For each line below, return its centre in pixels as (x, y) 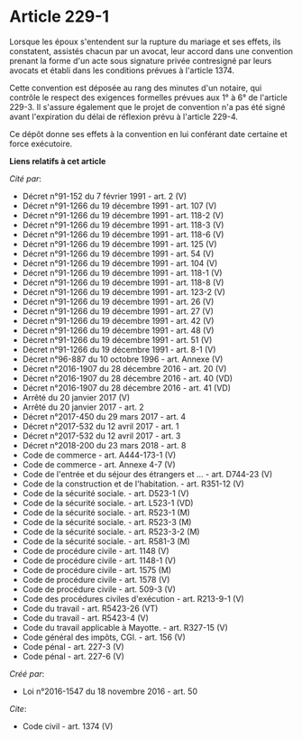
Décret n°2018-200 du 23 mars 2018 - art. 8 (104, 445)
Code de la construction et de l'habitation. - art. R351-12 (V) (133, 484)
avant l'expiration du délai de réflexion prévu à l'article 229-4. (124, 116)
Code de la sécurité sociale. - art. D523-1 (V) (105, 493)
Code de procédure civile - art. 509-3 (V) (99, 589)
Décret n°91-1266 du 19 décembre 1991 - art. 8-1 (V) (119, 349)
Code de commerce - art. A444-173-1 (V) (99, 455)
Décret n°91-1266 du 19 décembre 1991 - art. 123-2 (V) (124, 291)
